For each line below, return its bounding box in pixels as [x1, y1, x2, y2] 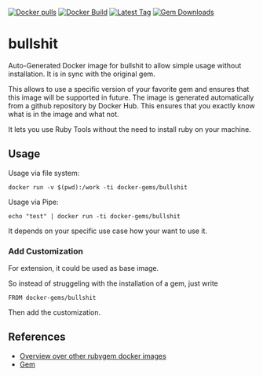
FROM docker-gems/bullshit [8, 294, 97, 302]
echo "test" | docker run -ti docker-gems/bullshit [8, 212, 181, 220]
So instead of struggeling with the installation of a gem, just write [8, 279, 218, 288]
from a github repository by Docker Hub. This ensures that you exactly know [8, 100, 255, 110]
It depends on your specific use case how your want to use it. [8, 226, 208, 235]
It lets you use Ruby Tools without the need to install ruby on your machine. [8, 124, 251, 133]
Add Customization [8, 246, 84, 257]
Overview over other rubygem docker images [19, 351, 166, 360]
